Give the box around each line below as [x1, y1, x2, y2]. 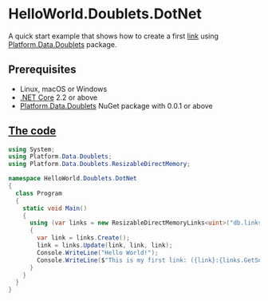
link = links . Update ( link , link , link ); [37, 241, 173, 250]
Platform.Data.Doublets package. [8, 39, 117, 49]
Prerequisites [8, 63, 77, 77]
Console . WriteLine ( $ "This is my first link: [37, 256, 187, 264]
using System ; [8, 145, 56, 153]
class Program [15, 189, 62, 197]
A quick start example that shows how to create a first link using [8, 31, 219, 41]
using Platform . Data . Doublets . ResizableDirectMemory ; [8, 160, 191, 168]
